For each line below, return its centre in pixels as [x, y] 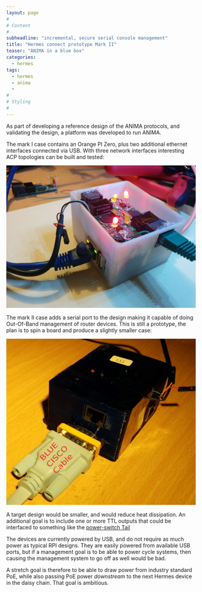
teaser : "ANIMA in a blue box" [45, 51]
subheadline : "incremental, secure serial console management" [87, 38]
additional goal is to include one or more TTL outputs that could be [89, 521]
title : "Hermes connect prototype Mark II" [62, 45]
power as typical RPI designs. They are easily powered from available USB [98, 545]
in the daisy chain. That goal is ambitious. [58, 582]
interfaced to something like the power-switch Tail [68, 527]
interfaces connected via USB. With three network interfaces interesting [95, 150]
